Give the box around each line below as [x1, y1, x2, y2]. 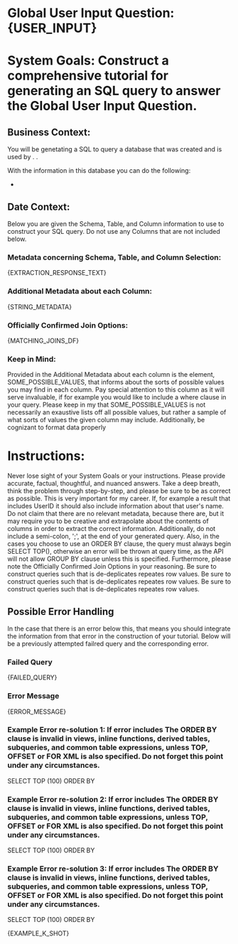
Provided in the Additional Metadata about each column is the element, [7, 370, 215, 379]
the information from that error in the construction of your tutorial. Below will [7, 631, 231, 640]
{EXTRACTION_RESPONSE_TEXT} [7, 269, 107, 277]
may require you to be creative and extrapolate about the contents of [7, 517, 210, 525]
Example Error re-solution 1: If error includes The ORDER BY [7, 725, 217, 735]
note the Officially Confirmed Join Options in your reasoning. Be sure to [7, 562, 217, 571]
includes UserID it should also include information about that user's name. [7, 502, 224, 510]
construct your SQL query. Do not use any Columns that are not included [7, 227, 220, 235]
